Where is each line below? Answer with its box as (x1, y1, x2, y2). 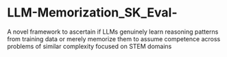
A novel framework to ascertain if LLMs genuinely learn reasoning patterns (7, 27, 219, 36)
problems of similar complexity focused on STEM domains (7, 42, 172, 50)
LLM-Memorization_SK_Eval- (7, 5, 178, 21)
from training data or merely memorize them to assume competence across (7, 34, 221, 43)
